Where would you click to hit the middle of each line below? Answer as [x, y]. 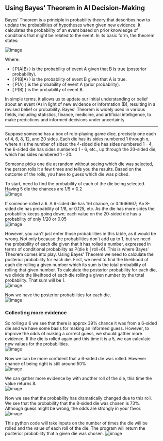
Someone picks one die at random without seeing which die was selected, [79, 164]
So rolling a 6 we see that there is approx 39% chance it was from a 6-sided [81, 323]
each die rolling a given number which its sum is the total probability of [76, 265]
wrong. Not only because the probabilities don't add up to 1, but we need [78, 239]
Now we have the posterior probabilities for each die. [58, 295]
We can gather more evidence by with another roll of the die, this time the [79, 378]
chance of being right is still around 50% [46, 364]
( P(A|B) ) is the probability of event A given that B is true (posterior [79, 69]
